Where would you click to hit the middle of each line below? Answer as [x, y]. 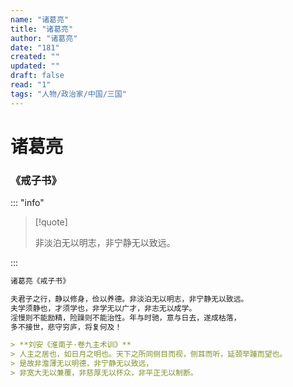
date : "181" [35, 47]
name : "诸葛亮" [39, 19]
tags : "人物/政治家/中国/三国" [68, 94]
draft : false [37, 76]
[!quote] [51, 222]
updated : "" [35, 66]
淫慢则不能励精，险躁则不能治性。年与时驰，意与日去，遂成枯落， [126, 317]
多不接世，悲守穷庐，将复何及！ [66, 327]
